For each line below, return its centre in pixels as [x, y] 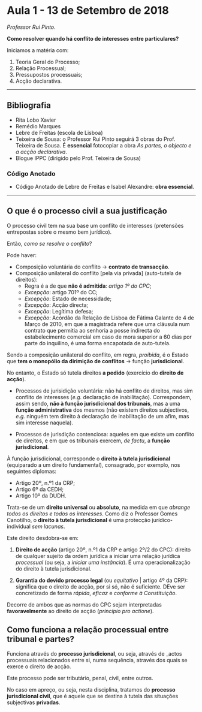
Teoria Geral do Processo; [48, 62]
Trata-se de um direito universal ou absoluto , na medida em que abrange [99, 507]
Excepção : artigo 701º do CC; [61, 292]
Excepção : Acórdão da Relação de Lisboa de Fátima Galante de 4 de [109, 318]
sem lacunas [48, 526]
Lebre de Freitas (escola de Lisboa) [59, 132]
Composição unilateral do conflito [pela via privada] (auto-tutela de [98, 273]
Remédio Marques [38, 126]
